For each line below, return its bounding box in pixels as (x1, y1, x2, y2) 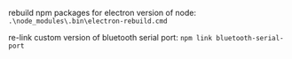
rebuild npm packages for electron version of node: (8, 8, 197, 18)
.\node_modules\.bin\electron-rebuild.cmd (8, 17, 168, 26)
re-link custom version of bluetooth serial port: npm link (8, 33, 213, 42)
